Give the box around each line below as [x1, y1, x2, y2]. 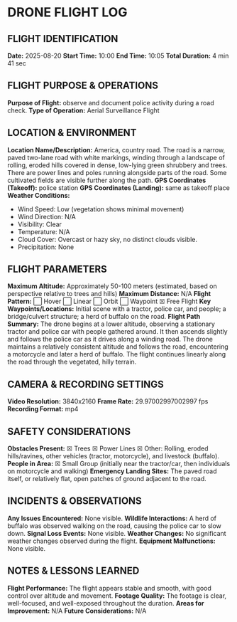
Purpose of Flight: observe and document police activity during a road [7, 98, 214, 107]
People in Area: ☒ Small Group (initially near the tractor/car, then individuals [7, 460, 231, 468]
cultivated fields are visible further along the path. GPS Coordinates [7, 176, 206, 184]
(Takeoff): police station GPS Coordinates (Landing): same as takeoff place [7, 183, 231, 192]
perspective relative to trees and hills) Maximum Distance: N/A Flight [7, 290, 211, 298]
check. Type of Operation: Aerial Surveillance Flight [7, 106, 160, 115]
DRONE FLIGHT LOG [7, 4, 128, 21]
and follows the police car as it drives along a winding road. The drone [7, 335, 214, 344]
